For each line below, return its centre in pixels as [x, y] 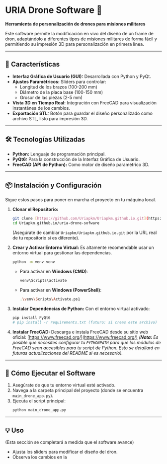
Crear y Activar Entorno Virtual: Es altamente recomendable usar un [83, 247]
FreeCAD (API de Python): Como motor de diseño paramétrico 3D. [81, 164]
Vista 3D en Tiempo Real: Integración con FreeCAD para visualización [84, 103]
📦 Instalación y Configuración [53, 185]
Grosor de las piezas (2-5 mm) [51, 97]
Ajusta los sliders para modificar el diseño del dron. [65, 452]
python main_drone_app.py [39, 410]
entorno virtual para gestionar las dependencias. [62, 253]
